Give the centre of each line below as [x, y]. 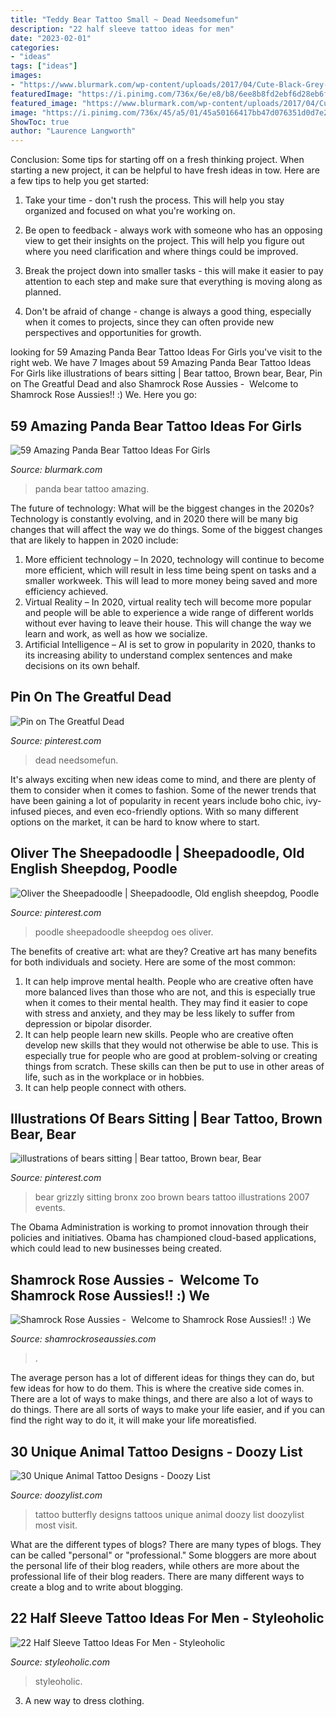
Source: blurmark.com [56, 469]
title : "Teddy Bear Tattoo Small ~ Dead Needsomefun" [125, 19]
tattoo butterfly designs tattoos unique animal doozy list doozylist [169, 1514]
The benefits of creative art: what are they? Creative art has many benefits [164, 951]
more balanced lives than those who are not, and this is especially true [170, 992]
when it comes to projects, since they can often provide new [149, 322]
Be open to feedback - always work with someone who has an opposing [173, 230]
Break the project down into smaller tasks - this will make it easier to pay [174, 271]
